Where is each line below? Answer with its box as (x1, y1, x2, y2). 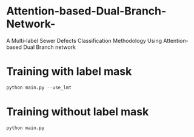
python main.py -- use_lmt (6, 84, 72, 91)
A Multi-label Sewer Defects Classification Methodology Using (6, 37, 162, 44)
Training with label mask (6, 65, 132, 78)
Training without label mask (6, 104, 149, 118)
